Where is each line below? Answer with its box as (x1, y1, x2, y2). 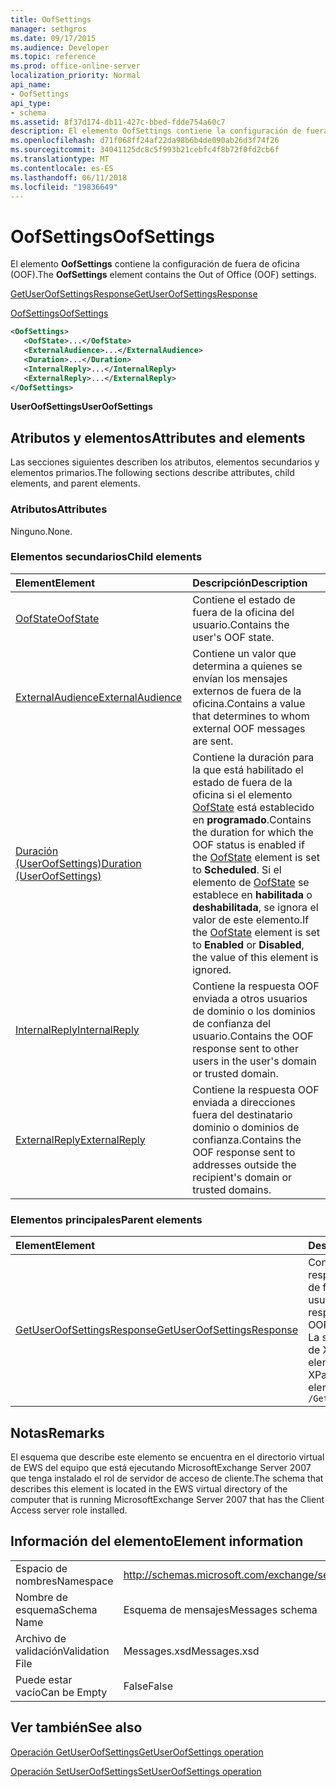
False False (123, 1679, 173, 1693)
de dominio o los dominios (192, 1004, 316, 1018)
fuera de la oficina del (192, 605, 295, 619)
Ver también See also (10, 1719, 143, 1736)
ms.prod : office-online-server (10, 61, 141, 71)
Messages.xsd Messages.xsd (123, 1644, 260, 1658)
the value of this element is (192, 950, 319, 964)
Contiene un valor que (192, 646, 297, 660)
